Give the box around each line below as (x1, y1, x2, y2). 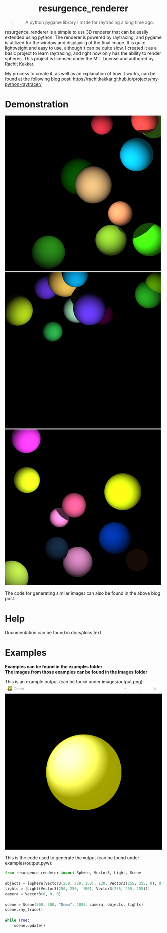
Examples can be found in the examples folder (5, 663, 103, 669)
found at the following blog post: (5, 76, 72, 82)
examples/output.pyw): (5, 860, 53, 866)
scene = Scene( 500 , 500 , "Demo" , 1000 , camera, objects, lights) (5, 902, 143, 907)
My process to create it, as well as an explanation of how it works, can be (5, 70, 156, 76)
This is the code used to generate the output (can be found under (5, 855, 139, 861)
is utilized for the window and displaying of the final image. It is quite (5, 39, 146, 45)
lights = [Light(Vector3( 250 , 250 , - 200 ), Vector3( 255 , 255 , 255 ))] (5, 886, 150, 891)
